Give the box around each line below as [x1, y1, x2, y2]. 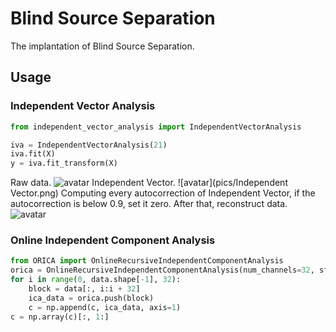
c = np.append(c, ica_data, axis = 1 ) [28, 302, 182, 312]
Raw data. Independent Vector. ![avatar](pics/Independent [10, 177, 288, 189]
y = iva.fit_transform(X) [10, 158, 118, 169]
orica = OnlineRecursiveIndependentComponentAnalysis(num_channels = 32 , [10, 265, 315, 276]
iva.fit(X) [10, 149, 56, 159]
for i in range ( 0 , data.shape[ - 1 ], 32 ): [10, 275, 182, 285]
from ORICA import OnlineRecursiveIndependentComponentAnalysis [10, 256, 284, 266]
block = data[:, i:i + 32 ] [28, 284, 141, 294]
